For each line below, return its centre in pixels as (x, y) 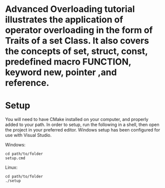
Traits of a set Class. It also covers (77, 41)
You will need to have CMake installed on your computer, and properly (77, 120)
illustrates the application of (64, 20)
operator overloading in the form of (79, 30)
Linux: (11, 168)
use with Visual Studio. (28, 135)
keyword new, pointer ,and (61, 72)
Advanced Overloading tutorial (70, 9)
